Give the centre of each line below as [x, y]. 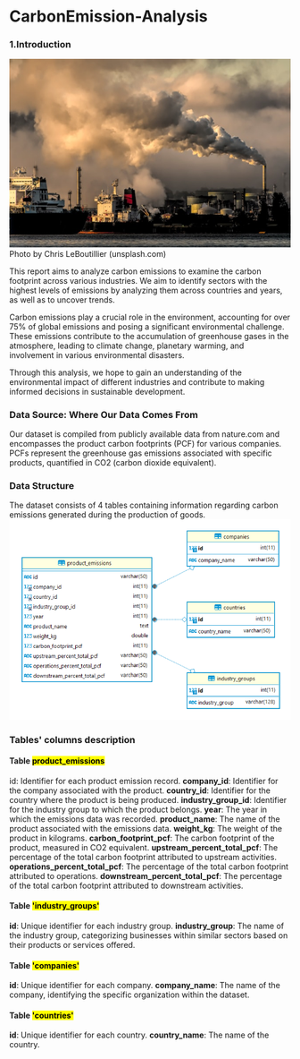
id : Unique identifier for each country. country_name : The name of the [139, 1035]
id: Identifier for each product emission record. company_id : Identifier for [144, 781]
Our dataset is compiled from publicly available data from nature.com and [145, 434]
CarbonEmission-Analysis [108, 17]
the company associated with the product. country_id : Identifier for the [140, 790]
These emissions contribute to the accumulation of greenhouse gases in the [149, 336]
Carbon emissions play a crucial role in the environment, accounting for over [150, 317]
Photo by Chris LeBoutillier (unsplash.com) [88, 253]
